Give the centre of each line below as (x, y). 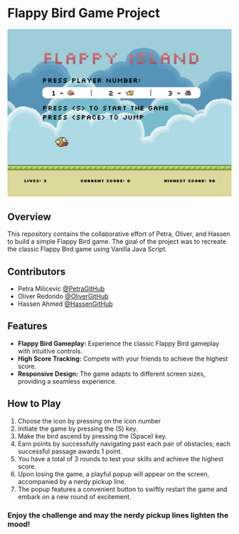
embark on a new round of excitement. (74, 496)
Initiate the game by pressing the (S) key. (78, 428)
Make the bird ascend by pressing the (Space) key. (92, 436)
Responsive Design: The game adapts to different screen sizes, (111, 374)
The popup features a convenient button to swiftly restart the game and (122, 489)
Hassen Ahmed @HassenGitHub (65, 304)
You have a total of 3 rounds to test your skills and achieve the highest (121, 458)
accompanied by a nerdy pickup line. (72, 481)
